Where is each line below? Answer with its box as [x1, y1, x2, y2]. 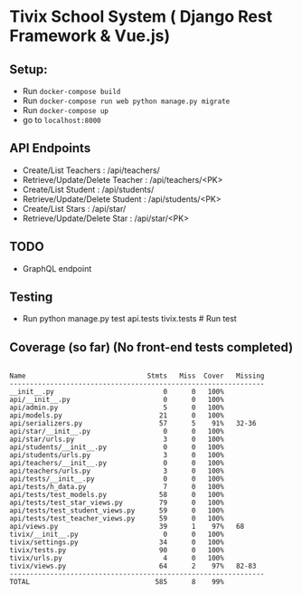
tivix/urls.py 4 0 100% [9, 554, 224, 563]
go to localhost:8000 [22, 115, 101, 125]
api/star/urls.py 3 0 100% [9, 435, 224, 445]
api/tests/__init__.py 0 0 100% [9, 474, 224, 484]
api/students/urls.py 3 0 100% [9, 451, 224, 460]
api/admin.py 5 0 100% [9, 403, 224, 413]
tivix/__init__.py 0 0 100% [9, 530, 224, 540]
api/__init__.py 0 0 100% [9, 396, 224, 405]
